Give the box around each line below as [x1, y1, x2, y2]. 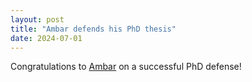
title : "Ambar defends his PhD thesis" [10, 24, 177, 34]
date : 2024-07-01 [10, 33, 83, 43]
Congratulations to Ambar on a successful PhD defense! [10, 61, 242, 73]
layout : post [10, 14, 65, 25]
